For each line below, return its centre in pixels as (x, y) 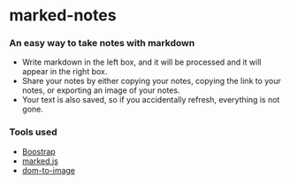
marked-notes (63, 15)
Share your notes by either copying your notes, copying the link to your (151, 81)
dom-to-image (49, 170)
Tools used (33, 132)
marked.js (40, 161)
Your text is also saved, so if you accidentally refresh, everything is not (151, 100)
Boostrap (38, 151)
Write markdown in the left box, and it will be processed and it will (141, 62)
